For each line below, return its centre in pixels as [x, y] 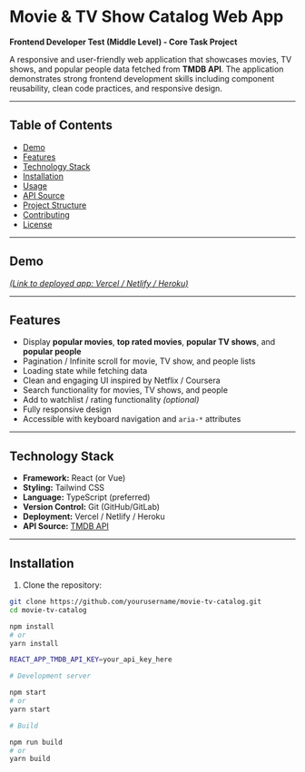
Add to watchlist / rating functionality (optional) [111, 400]
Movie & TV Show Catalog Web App [147, 17]
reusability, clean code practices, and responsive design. [116, 88]
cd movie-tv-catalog [49, 610]
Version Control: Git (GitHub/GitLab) [91, 507]
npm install [32, 626]
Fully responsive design [67, 409]
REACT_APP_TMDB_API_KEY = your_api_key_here [91, 660]
